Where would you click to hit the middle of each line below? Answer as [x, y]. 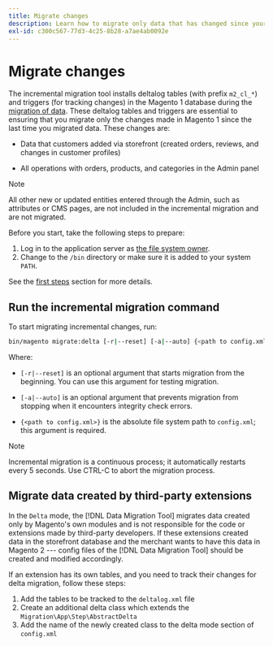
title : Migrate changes [49, 16]
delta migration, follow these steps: [67, 583]
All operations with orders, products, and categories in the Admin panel [140, 168]
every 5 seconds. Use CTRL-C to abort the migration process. [112, 470]
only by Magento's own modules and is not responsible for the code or [127, 524]
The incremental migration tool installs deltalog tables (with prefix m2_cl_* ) [133, 93]
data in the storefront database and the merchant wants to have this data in [134, 541]
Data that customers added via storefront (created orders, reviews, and [139, 144]
